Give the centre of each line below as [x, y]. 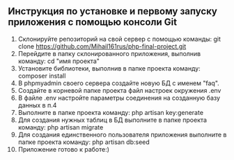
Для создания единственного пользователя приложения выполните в [122, 134]
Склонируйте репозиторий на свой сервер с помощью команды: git [119, 39]
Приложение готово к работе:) [64, 149]
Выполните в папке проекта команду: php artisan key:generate [111, 112]
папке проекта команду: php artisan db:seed [84, 142]
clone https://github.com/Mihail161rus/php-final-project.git [102, 46]
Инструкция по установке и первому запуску [113, 11]
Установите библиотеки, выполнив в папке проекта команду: [109, 68]
